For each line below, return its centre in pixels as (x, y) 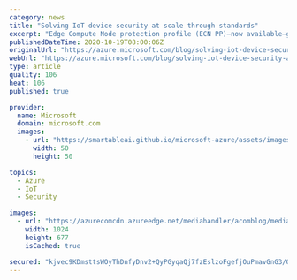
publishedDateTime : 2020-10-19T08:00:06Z (87, 42)
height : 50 (53, 156)
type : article (35, 67)
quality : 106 (33, 75)
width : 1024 (47, 230)
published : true (39, 91)
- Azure (31, 181)
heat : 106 (27, 83)
